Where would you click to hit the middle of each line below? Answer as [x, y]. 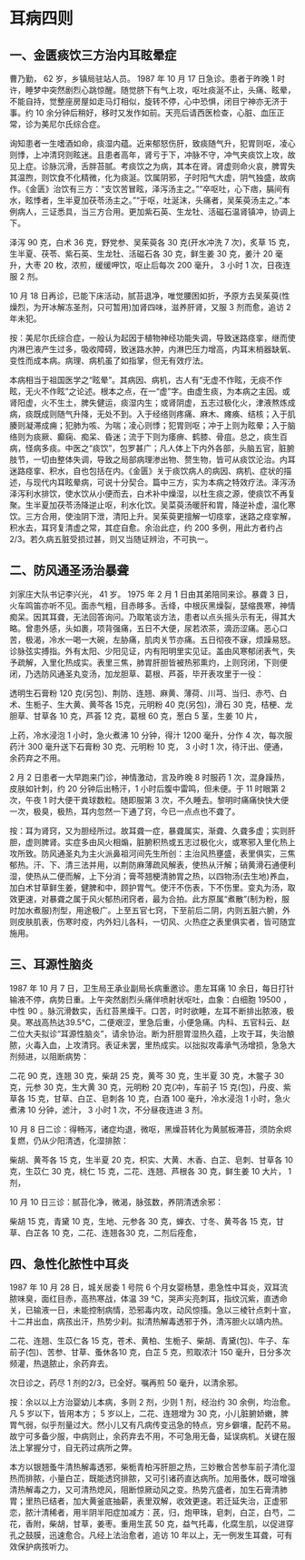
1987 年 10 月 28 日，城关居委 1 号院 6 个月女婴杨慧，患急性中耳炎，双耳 [145, 1287]
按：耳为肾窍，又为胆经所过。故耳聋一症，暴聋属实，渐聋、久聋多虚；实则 [148, 830]
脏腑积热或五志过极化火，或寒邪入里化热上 [216, 841]
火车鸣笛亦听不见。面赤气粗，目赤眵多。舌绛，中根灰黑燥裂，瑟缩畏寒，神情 [152, 605]
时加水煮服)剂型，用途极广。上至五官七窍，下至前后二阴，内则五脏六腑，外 [150, 910]
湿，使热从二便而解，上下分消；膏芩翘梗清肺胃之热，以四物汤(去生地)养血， [152, 876]
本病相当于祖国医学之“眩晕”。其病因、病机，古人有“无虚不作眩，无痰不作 [146, 380]
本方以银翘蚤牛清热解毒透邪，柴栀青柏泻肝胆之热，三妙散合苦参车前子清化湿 [152, 1467]
